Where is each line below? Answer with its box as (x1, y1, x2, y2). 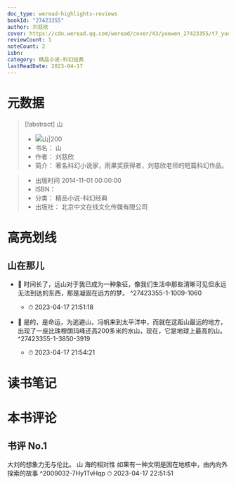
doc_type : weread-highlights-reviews (7, 10, 118, 18)
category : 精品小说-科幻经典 (7, 56, 84, 63)
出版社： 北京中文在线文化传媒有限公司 (34, 202, 148, 211)
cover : (7, 30, 27, 37)
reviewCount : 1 (7, 37, 52, 44)
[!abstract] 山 (24, 120, 63, 128)
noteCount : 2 (7, 43, 46, 50)
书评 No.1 (7, 440, 48, 452)
